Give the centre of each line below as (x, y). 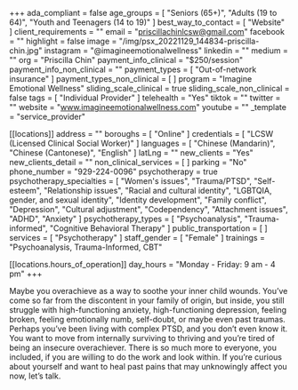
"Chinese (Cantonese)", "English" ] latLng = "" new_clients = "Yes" (131, 153)
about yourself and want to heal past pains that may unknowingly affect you (148, 366)
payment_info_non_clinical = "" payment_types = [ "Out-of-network (133, 69)
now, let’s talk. (35, 376)
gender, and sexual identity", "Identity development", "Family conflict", (138, 200)
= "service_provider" (48, 116)
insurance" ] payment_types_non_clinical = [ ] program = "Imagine (131, 79)
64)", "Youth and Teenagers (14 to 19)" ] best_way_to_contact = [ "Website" (147, 22)
